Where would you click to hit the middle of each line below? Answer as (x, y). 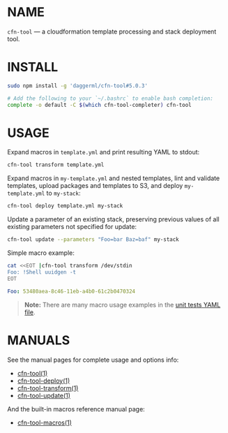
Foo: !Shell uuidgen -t (42, 272)
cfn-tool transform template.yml (56, 165)
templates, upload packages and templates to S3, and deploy (95, 186)
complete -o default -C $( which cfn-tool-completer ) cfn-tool (99, 105)
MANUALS (39, 340)
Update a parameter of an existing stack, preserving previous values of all (113, 219)
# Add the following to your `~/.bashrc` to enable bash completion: (111, 98)
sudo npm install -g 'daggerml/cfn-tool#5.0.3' (78, 86)
